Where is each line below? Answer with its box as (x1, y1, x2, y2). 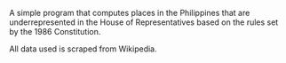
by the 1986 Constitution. (9, 27, 101, 36)
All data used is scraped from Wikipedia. (9, 43, 157, 54)
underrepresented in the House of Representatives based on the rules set (9, 17, 279, 28)
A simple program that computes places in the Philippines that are (9, 8, 250, 18)
